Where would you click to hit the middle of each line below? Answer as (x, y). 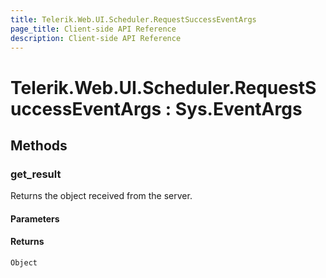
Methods (39, 145)
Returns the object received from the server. (101, 196)
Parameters (35, 218)
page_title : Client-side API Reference (93, 29)
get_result (36, 174)
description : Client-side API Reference (96, 38)
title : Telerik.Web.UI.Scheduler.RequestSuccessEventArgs (133, 19)
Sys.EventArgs (238, 108)
